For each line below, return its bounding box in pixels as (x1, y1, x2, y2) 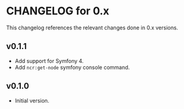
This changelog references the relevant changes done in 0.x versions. (6, 24, 178, 31)
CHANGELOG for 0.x (6, 4, 109, 18)
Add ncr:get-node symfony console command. (14, 63, 130, 71)
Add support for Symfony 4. (14, 57, 84, 64)
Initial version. (14, 97, 50, 104)
